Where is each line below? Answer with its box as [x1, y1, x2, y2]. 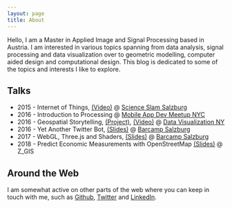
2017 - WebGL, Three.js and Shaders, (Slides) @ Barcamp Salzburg [17, 133, 209, 141]
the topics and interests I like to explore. [7, 65, 121, 73]
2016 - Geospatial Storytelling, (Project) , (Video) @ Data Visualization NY [17, 118, 225, 126]
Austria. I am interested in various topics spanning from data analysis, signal [7, 43, 224, 51]
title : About [7, 17, 45, 23]
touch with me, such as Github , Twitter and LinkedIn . [7, 193, 157, 201]
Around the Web [7, 167, 79, 179]
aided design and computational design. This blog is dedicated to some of [7, 57, 218, 66]
